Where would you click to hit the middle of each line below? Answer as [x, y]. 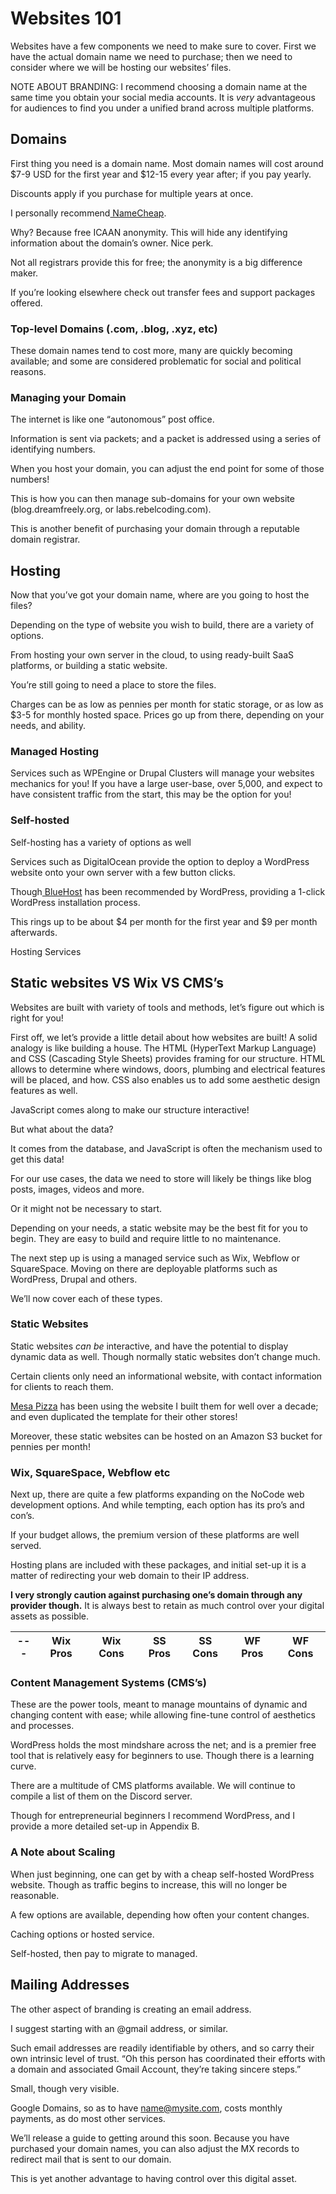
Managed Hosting [55, 752]
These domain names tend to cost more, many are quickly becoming [151, 351]
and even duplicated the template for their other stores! [124, 1416]
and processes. [42, 1726]
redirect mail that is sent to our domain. [91, 2159]
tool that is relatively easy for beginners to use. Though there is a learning [162, 1756]
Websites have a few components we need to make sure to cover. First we [163, 46]
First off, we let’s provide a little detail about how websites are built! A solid [164, 1037]
